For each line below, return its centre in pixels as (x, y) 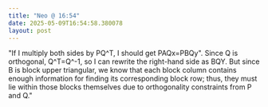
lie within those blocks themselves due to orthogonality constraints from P (130, 87)
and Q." (21, 96)
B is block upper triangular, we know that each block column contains (122, 70)
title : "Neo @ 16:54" (44, 16)
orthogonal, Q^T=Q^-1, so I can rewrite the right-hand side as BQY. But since (134, 61)
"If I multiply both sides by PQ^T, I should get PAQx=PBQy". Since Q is (123, 53)
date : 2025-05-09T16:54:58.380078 (66, 23)
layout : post (30, 30)
